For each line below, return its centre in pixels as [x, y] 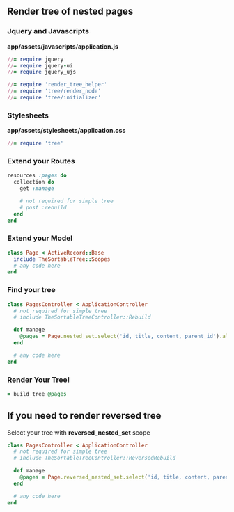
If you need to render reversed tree [84, 416]
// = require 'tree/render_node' [54, 91]
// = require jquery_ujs [42, 72]
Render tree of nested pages [70, 11]
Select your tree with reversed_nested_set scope [79, 432]
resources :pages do [37, 176]
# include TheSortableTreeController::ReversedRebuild [95, 458]
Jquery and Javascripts [48, 31]
